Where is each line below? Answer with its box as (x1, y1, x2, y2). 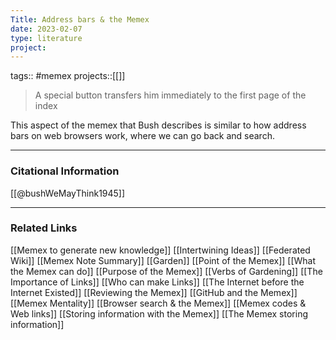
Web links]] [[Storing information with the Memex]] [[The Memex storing (10, 307, 308, 320)
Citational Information (10, 164, 120, 178)
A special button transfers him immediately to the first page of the (34, 89, 307, 101)
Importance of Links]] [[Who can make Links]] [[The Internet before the (10, 276, 305, 288)
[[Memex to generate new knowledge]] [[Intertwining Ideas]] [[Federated (10, 244, 311, 256)
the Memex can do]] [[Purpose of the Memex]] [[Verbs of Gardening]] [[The (10, 265, 323, 277)
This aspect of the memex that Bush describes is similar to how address (10, 119, 307, 131)
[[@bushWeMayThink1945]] (10, 187, 126, 199)
